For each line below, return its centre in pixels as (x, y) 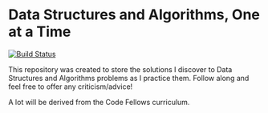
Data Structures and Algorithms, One (134, 15)
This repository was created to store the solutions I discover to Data (120, 69)
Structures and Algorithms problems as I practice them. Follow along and (129, 78)
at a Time (40, 32)
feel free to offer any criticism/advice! (71, 87)
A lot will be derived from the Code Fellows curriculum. (99, 102)
